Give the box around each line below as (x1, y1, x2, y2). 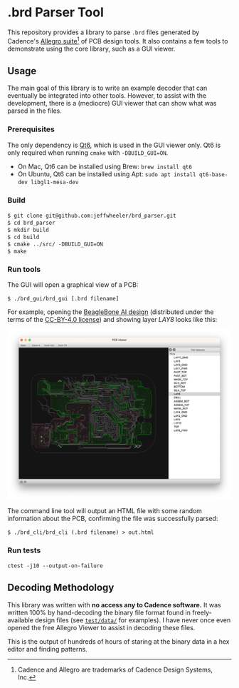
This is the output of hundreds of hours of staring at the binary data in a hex (7, 637, 230, 646)
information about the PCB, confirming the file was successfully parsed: (7, 514, 218, 522)
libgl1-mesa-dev (31, 178, 79, 186)
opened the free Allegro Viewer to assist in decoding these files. (7, 623, 196, 632)
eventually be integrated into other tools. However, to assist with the (7, 91, 207, 100)
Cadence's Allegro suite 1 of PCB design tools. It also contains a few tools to (7, 35, 228, 45)
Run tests (7, 545, 41, 555)
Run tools (7, 264, 41, 274)
